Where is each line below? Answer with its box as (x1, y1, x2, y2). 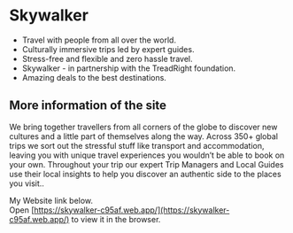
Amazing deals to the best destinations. (21, 72, 166, 82)
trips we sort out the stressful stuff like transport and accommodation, (9, 140, 265, 151)
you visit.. (9, 178, 44, 189)
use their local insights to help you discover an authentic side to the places (9, 168, 281, 179)
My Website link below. (9, 195, 94, 206)
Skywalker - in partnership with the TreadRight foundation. (21, 63, 236, 74)
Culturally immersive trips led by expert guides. (21, 43, 195, 54)
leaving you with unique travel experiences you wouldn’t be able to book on (9, 150, 285, 160)
